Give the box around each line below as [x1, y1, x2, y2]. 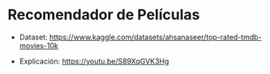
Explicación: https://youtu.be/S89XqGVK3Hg [19, 56, 169, 66]
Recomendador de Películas [7, 6, 200, 24]
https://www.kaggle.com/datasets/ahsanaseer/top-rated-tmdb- [49, 32, 262, 42]
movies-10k [19, 40, 58, 50]
